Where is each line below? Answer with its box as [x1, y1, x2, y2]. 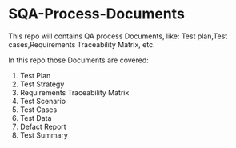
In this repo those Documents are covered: [8, 55, 150, 65]
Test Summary [19, 130, 68, 140]
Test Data [19, 113, 52, 122]
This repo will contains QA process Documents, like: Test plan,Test [8, 31, 228, 41]
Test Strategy [19, 79, 65, 89]
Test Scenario [19, 96, 66, 106]
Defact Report [19, 122, 66, 131]
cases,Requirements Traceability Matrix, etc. [8, 39, 155, 49]
